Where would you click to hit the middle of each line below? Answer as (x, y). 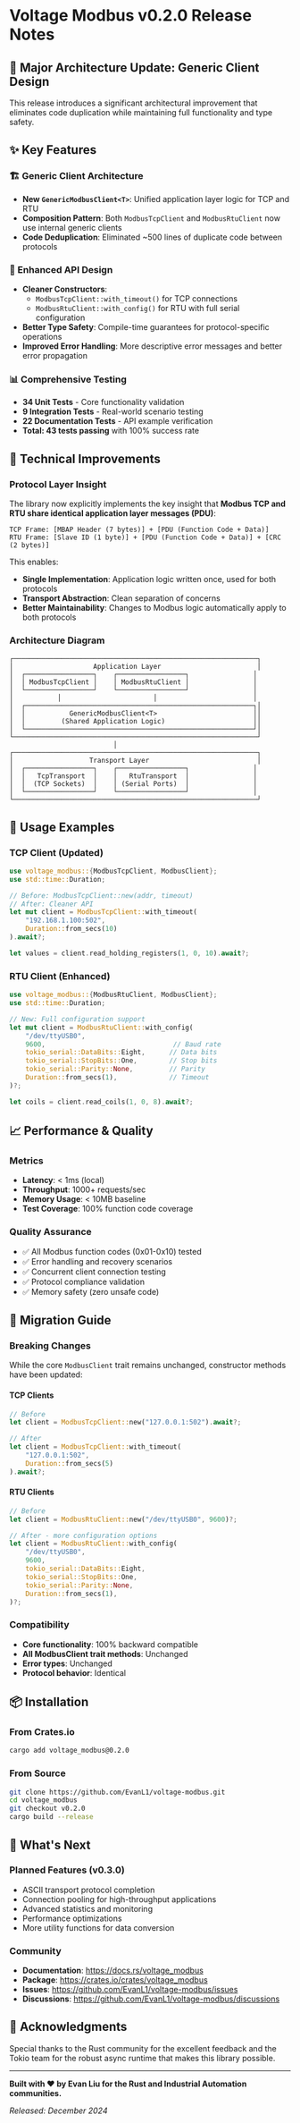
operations (42, 336)
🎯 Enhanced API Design (61, 269)
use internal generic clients (72, 227)
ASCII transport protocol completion (88, 1890)
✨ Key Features (53, 150)
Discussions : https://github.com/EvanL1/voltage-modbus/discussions (151, 1999)
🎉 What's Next (50, 1844)
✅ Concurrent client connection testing (94, 1272)
